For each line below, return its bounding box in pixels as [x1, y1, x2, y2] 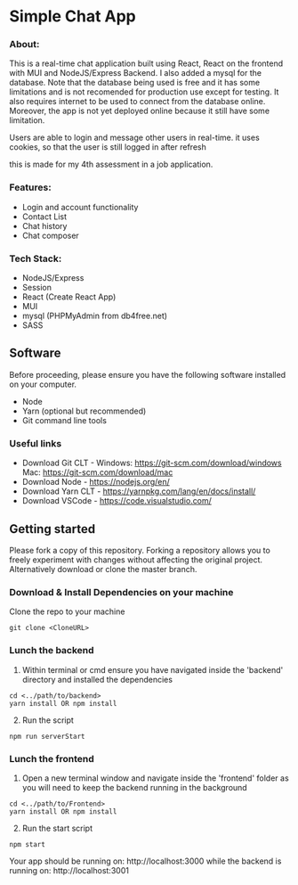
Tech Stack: [9, 252, 62, 265]
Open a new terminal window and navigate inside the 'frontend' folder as [21, 773, 289, 783]
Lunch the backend [9, 644, 95, 657]
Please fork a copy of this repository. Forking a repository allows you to [9, 545, 271, 555]
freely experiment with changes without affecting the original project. [9, 554, 263, 565]
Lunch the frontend [9, 752, 95, 765]
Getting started [9, 521, 96, 537]
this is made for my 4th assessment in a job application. [9, 159, 213, 170]
